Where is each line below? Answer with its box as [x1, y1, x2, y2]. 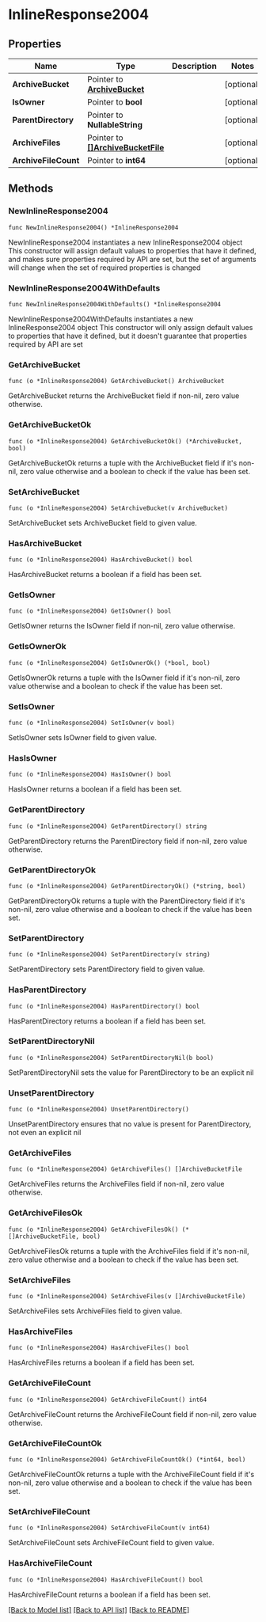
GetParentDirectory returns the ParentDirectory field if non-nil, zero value [8, 836, 248, 845]
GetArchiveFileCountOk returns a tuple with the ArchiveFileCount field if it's [8, 1469, 255, 1479]
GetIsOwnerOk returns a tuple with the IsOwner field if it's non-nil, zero [8, 673, 241, 682]
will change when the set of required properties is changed [8, 263, 201, 272]
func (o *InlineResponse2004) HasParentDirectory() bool [8, 1002, 200, 1010]
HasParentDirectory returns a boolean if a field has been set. [8, 1016, 207, 1026]
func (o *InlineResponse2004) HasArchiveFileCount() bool [8, 1575, 203, 1584]
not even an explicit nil [8, 1128, 82, 1138]
